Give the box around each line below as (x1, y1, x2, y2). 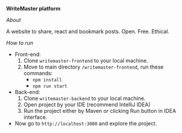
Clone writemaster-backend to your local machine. (23, 95, 146, 102)
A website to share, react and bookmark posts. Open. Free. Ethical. (6, 28, 170, 35)
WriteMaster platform (6, 5, 61, 12)
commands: (23, 70, 53, 76)
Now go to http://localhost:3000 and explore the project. (14, 120, 157, 126)
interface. (23, 113, 47, 121)
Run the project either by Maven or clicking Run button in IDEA (23, 108, 177, 114)
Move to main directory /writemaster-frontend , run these (23, 63, 164, 70)
